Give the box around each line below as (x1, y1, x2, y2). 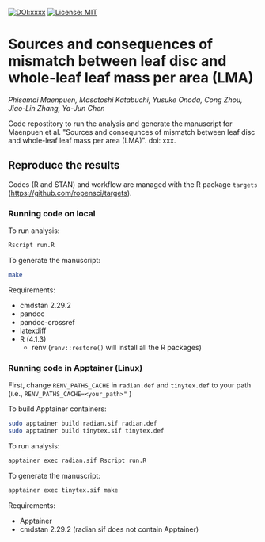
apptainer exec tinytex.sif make (8, 486, 119, 494)
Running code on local (8, 208, 96, 219)
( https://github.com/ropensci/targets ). (8, 188, 132, 197)
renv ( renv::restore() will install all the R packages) (31, 342, 202, 352)
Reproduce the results (8, 158, 120, 172)
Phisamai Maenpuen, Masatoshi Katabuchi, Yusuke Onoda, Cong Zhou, (8, 95, 243, 105)
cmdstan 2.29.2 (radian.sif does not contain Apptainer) (19, 524, 199, 534)
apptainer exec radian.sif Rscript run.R (8, 456, 147, 464)
